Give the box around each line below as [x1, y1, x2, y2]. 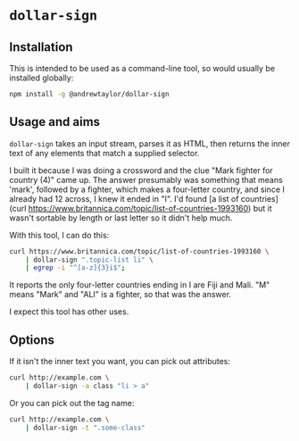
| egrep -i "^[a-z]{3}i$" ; [25, 263, 126, 272]
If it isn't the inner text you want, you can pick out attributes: [9, 356, 230, 367]
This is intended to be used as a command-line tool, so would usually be [9, 63, 275, 73]
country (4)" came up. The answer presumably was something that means [9, 174, 283, 185]
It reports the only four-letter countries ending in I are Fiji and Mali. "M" [9, 279, 270, 290]
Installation [9, 39, 73, 54]
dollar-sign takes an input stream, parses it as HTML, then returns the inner [9, 137, 291, 149]
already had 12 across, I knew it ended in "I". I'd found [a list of [9, 193, 239, 204]
